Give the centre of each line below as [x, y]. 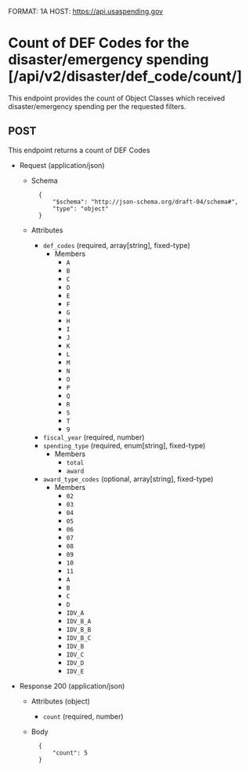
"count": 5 [70, 753]
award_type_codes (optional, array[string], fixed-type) [128, 479]
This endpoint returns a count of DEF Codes [79, 150]
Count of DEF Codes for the [99, 43]
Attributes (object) [60, 701]
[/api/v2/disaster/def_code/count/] [125, 77]
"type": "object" [81, 208]
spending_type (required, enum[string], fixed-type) [124, 445]
